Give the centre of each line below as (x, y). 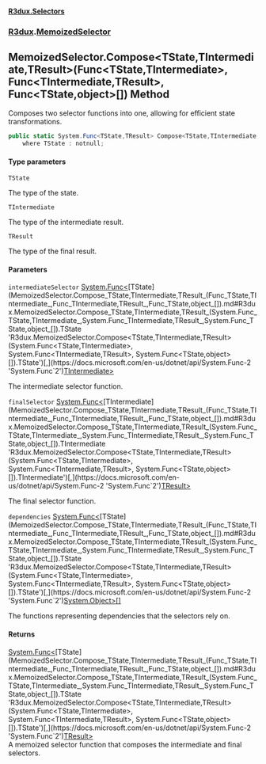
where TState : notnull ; (63, 144)
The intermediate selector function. (66, 386)
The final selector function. (52, 501)
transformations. (35, 122)
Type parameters (37, 162)
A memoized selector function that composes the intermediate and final (125, 744)
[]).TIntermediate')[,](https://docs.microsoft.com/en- (94, 477)
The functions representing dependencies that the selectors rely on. (120, 616)
